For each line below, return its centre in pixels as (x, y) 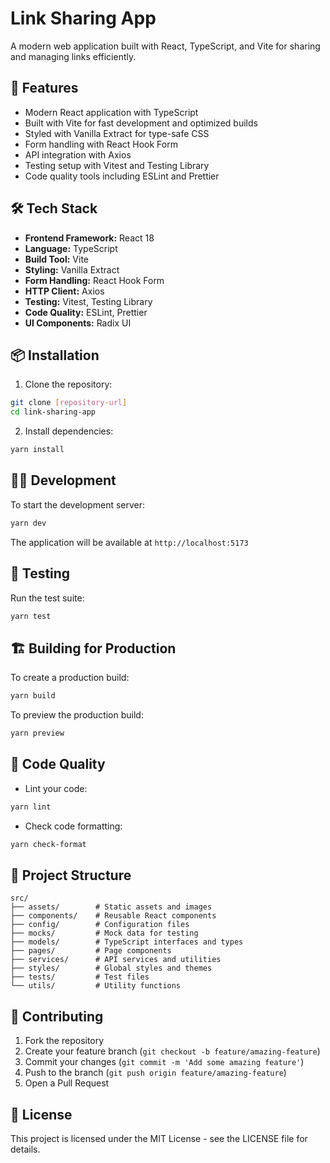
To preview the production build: (77, 715)
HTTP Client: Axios (64, 291)
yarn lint (31, 807)
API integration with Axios (78, 154)
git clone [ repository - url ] (69, 403)
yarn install (37, 450)
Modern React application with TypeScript (111, 112)
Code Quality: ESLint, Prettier (86, 312)
